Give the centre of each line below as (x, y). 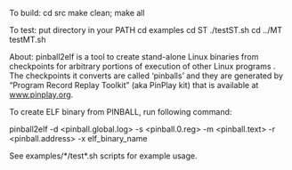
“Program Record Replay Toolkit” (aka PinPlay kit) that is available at (134, 85)
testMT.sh (28, 40)
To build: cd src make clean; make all (77, 13)
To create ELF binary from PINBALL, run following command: (121, 112)
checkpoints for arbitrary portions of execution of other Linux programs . (142, 66)
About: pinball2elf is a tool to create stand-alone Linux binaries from (134, 57)
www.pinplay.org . (41, 94)
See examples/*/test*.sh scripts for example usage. (103, 156)
